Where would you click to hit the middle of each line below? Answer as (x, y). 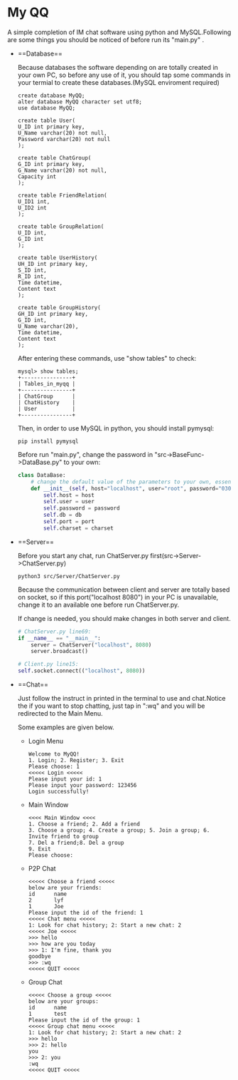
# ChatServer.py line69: (54, 632)
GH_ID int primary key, (53, 314)
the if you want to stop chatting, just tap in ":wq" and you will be (111, 706)
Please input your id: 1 (65, 779)
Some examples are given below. (66, 727)
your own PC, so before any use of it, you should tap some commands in (124, 75)
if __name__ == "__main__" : (59, 638)
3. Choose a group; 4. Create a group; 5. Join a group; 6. (119, 830)
